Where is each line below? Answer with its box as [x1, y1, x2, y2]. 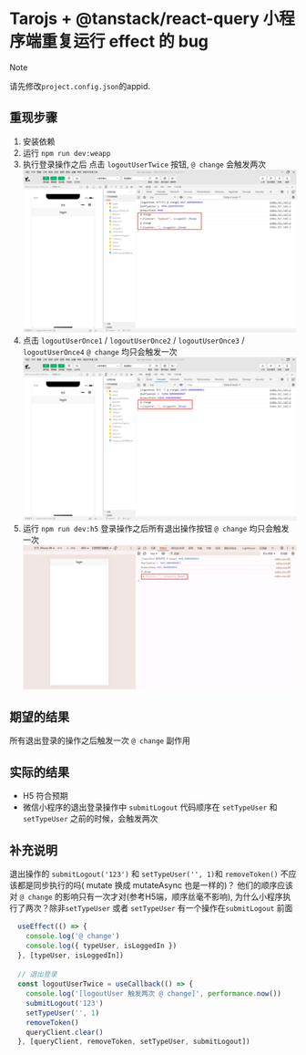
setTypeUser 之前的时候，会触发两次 [22, 813, 158, 824]
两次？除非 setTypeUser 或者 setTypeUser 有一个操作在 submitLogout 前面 [25, 902, 293, 913]
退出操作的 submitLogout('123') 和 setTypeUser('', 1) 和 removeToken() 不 [9, 868, 289, 879]
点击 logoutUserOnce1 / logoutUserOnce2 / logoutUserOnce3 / [22, 335, 245, 346]
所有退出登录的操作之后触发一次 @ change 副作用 [9, 735, 191, 746]
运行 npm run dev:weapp [22, 147, 111, 158]
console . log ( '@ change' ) [25, 931, 120, 940]
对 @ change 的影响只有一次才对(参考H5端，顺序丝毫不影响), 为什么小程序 [9, 891, 284, 902]
